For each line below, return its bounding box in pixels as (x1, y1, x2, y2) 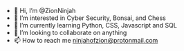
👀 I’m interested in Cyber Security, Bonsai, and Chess (13, 14, 166, 22)
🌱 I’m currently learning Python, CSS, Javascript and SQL (13, 21, 178, 29)
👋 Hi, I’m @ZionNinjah (13, 7, 76, 14)
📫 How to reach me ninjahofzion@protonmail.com (13, 37, 158, 44)
